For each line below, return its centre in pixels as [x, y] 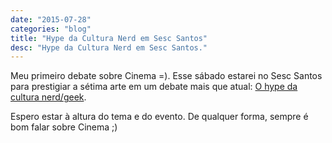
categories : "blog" [51, 29]
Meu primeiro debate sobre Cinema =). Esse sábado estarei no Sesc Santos [166, 76]
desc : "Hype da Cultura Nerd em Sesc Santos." [109, 47]
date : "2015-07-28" [51, 19]
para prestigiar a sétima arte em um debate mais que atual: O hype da [154, 87]
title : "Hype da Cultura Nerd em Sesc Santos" [109, 38]
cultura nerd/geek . [48, 97]
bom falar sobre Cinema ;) [64, 127]
